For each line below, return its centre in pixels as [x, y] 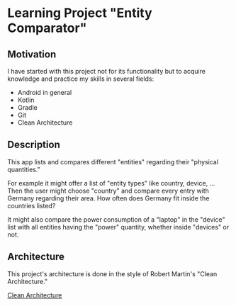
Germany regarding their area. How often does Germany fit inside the [108, 198]
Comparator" [47, 28]
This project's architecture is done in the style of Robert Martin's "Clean [112, 273]
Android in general [45, 92]
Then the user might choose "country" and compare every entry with [108, 191]
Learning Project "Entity [80, 13]
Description [34, 145]
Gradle [27, 107]
